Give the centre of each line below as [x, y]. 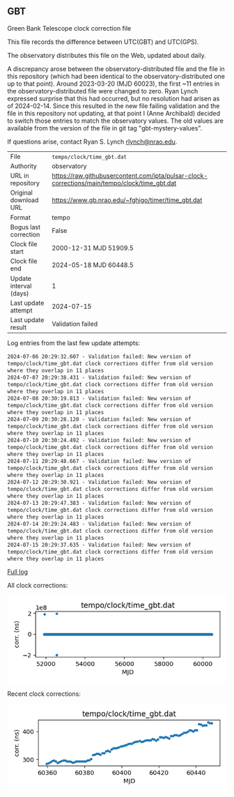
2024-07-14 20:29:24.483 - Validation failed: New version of [99, 524]
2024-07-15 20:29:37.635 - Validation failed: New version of [99, 545]
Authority [23, 166]
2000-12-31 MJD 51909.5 [93, 248]
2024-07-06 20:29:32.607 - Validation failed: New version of [99, 356]
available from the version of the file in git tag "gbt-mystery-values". [105, 128]
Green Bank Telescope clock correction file [69, 28]
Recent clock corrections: [44, 694]
